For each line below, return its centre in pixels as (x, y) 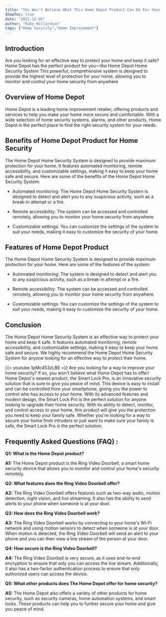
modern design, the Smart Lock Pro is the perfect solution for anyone (76, 400)
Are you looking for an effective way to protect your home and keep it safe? (82, 60)
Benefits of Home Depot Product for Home (72, 141)
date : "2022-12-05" (25, 19)
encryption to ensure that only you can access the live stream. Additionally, (82, 563)
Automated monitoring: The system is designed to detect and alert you (84, 274)
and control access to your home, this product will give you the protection (81, 410)
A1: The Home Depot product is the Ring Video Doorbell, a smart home (77, 463)
